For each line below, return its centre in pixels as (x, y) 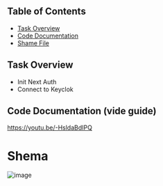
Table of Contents (47, 11)
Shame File (33, 43)
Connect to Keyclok (45, 89)
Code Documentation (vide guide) (82, 111)
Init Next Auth (37, 82)
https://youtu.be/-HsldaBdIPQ (50, 127)
